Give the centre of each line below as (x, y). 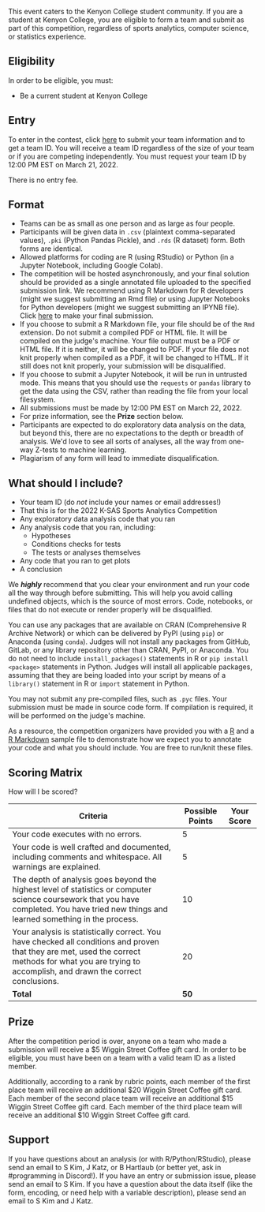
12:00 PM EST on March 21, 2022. (63, 164)
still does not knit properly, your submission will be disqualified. (123, 366)
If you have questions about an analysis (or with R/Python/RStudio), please (129, 1158)
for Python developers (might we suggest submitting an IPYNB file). (129, 308)
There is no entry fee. (43, 180)
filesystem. (37, 400)
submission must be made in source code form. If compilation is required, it (131, 707)
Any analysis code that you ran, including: (88, 527)
